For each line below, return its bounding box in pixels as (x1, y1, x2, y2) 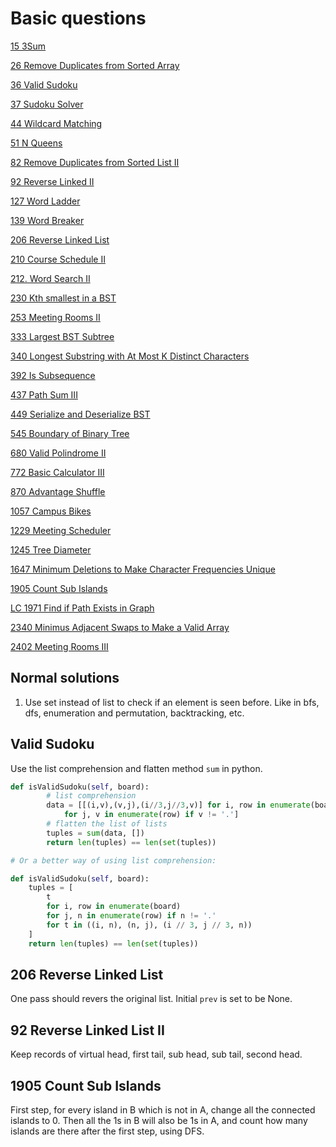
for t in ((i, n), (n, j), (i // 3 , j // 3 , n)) (46, 920, 253, 930)
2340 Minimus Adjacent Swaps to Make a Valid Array (10, 621, 230, 633)
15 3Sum (10, 40, 47, 52)
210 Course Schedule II (10, 253, 106, 265)
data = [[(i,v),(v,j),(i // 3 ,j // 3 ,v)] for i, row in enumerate (46, 800, 311, 811)
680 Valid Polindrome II (10, 447, 107, 459)
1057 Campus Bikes (10, 505, 92, 517)
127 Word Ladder (10, 195, 81, 207)
